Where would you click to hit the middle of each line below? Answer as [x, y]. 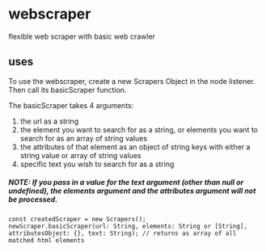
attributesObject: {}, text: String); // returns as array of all [122, 233]
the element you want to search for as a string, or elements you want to [139, 129]
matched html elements [46, 240]
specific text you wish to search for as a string [97, 164]
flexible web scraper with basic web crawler [82, 36]
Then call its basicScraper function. [68, 90]
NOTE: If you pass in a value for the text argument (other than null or [126, 182]
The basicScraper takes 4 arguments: [71, 105]
